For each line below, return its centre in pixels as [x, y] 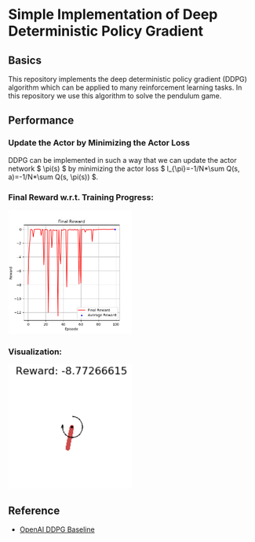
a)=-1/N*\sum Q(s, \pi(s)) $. [53, 177]
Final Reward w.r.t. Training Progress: [81, 197]
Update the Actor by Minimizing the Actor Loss [99, 143]
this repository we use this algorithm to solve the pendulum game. [115, 96]
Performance [41, 121]
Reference [34, 510]
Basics [25, 60]
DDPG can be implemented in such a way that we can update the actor [122, 160]
